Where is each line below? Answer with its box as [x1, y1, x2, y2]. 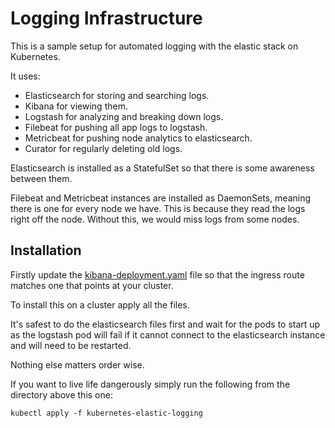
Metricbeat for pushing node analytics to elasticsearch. [24, 132, 253, 144]
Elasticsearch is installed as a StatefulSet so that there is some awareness [10, 162, 315, 174]
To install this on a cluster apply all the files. [10, 298, 190, 311]
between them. [10, 172, 73, 184]
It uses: [10, 70, 41, 82]
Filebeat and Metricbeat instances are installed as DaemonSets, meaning [10, 192, 312, 204]
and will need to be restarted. [10, 339, 132, 351]
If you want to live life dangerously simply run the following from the [10, 378, 291, 390]
